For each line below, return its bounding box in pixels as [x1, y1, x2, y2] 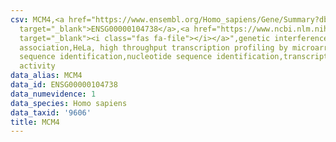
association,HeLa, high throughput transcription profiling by [19, 42, 288, 53]
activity [19, 61, 56, 71]
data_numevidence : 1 [10, 89, 97, 99]
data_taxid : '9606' [10, 107, 92, 118]
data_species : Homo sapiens [10, 98, 128, 108]
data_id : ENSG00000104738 [10, 80, 118, 90]
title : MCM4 [10, 117, 60, 127]
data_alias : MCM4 [10, 71, 83, 81]
